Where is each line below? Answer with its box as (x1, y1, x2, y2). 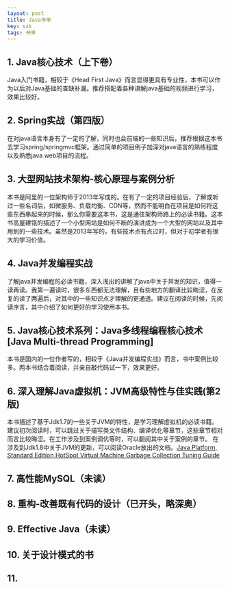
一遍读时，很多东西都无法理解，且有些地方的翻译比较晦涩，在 (42, 286, 217, 294)
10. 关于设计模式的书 (7, 549, 94, 560)
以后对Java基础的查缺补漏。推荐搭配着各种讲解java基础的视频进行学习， (12, 84, 218, 92)
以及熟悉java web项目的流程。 (7, 151, 92, 160)
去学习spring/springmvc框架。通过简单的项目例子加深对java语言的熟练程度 (7, 142, 218, 151)
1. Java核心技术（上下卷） (7, 56, 118, 68)
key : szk (7, 23, 32, 29)
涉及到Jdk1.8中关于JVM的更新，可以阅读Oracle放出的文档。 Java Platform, (7, 443, 218, 452)
